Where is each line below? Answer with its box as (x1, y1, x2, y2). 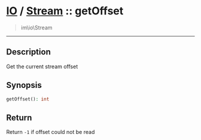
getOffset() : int (6, 96, 50, 102)
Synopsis (6, 80, 42, 90)
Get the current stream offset (6, 63, 78, 70)
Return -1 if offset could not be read (6, 129, 95, 136)
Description (6, 47, 51, 57)
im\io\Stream (20, 24, 53, 31)
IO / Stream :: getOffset (6, 4, 124, 18)
